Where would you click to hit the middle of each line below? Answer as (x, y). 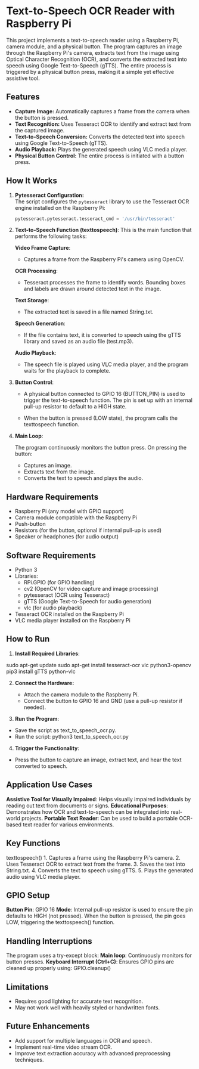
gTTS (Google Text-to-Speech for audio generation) (88, 602)
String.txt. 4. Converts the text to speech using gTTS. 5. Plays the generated (100, 870)
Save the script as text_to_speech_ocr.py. (66, 730)
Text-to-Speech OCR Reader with (91, 11)
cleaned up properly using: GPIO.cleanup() (59, 968)
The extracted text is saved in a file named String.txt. (88, 312)
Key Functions (33, 843)
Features (23, 97)
